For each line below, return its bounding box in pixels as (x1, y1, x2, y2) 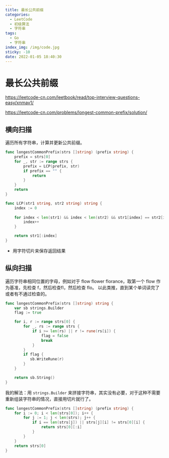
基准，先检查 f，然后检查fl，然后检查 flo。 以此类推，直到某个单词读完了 (9, 284, 160, 290)
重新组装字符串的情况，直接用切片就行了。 (5, 396, 94, 402)
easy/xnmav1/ (5, 100, 34, 106)
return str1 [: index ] (14, 234, 57, 239)
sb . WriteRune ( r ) (30, 357, 64, 362)
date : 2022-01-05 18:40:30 (5, 54, 62, 59)
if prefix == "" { (23, 168, 62, 174)
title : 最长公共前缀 (5, 7, 44, 13)
